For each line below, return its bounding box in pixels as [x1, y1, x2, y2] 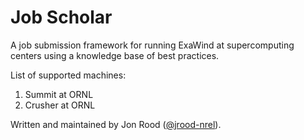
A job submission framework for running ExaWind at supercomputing [10, 39, 295, 51]
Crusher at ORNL [24, 99, 96, 111]
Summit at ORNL [24, 88, 94, 100]
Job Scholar [10, 6, 113, 29]
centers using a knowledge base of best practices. [10, 49, 220, 61]
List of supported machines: [10, 69, 127, 81]
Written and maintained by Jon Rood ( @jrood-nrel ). [10, 118, 222, 130]
